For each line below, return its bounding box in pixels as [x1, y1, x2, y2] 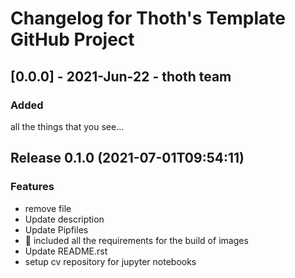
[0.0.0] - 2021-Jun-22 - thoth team [10, 68, 232, 85]
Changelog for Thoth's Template [10, 7, 286, 30]
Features [10, 180, 55, 194]
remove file [24, 202, 72, 214]
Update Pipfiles [24, 223, 89, 236]
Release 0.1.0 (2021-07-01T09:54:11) [10, 150, 245, 167]
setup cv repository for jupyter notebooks [24, 255, 197, 267]
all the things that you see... [10, 120, 125, 132]
